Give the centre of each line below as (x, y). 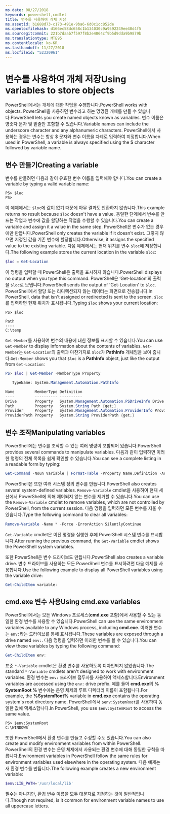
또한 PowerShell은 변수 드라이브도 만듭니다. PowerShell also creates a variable (84, 557)
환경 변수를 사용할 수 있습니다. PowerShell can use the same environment (89, 621)
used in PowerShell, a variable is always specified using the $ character (80, 142)
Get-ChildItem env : (26, 656)
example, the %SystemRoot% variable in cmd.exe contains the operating (82, 696)
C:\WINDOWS (17, 728)
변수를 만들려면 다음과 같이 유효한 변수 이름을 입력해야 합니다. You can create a (83, 178)
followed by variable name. (33, 148)
